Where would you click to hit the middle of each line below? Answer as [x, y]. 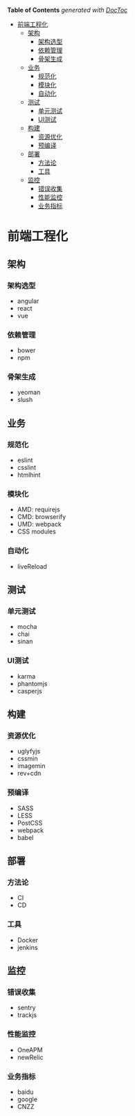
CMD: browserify [42, 517]
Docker [28, 940]
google [27, 1099]
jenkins [27, 947]
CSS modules [37, 531]
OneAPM [30, 1050]
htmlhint [29, 475]
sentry [26, 1008]
